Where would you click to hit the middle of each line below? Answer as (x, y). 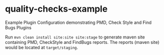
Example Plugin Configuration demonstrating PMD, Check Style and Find (78, 22)
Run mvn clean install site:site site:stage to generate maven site (75, 37)
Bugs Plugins (18, 27)
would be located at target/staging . (42, 47)
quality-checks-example (56, 9)
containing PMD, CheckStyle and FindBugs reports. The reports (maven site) (82, 42)
